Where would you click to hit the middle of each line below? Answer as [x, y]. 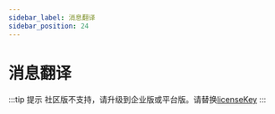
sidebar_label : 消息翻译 [52, 18]
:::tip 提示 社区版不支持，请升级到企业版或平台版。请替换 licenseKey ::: [137, 100]
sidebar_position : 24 [49, 26]
